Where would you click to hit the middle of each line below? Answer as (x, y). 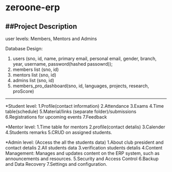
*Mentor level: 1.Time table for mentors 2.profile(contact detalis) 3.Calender (85, 127)
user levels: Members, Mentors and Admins (51, 39)
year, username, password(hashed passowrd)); (62, 64)
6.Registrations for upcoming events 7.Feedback (56, 117)
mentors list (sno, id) (34, 75)
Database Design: (24, 49)
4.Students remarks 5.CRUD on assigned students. (59, 132)
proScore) (23, 91)
